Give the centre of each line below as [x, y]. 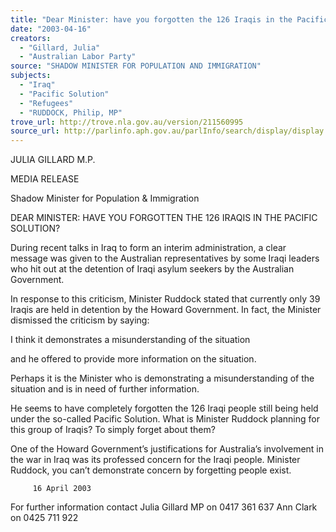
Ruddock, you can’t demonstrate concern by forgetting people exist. [151, 470]
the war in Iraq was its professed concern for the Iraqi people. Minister [155, 460]
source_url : [35, 131]
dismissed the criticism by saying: [80, 320]
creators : [31, 38]
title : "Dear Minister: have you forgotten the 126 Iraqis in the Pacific [169, 19]
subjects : [31, 76]
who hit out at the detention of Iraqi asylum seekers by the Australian [152, 269]
